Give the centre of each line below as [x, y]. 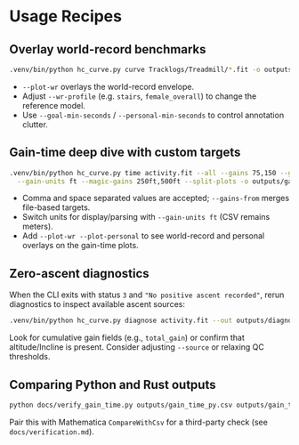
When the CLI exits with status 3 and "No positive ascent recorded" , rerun [147, 295]
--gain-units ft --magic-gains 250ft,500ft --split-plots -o [133, 181]
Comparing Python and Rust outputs [113, 384]
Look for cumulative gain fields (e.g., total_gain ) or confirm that [127, 338]
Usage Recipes [66, 16]
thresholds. [30, 357]
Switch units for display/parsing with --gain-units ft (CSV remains [146, 217]
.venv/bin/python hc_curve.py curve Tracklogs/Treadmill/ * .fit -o [135, 69]
